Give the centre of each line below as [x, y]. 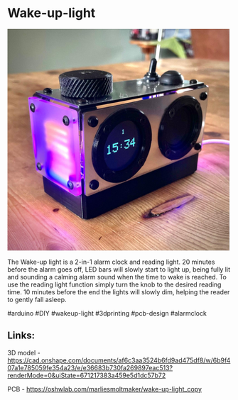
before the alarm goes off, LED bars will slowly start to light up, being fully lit [119, 269]
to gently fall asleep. [37, 299]
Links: [21, 336]
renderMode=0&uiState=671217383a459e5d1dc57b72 [87, 375]
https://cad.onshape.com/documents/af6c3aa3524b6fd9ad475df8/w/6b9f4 [119, 360]
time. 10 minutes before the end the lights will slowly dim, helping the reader [119, 291]
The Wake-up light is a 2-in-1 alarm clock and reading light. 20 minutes [111, 262]
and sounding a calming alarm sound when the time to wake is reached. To [117, 277]
